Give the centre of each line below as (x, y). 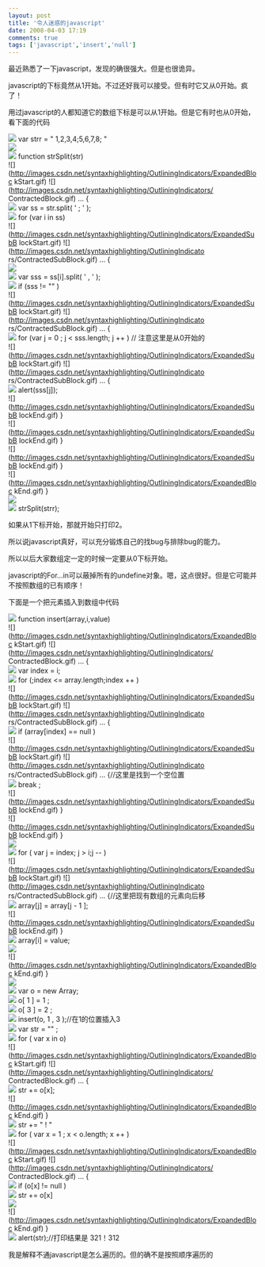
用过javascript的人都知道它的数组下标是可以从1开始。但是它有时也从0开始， (132, 113)
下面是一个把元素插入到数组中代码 (64, 602)
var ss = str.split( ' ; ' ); (55, 208)
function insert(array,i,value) (64, 619)
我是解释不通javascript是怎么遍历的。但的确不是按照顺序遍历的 (111, 1255)
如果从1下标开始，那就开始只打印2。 (67, 525)
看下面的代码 (29, 122)
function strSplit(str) (51, 156)
